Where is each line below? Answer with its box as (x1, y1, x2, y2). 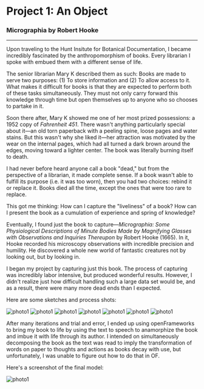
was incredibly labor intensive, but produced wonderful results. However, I (6, 272, 192, 279)
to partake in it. (6, 102, 44, 110)
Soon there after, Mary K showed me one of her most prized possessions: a (6, 114, 195, 122)
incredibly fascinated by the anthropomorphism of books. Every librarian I (6, 52, 191, 59)
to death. (6, 153, 29, 161)
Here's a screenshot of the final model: (6, 364, 104, 371)
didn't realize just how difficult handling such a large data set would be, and (6, 278, 195, 286)
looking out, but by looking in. (6, 253, 81, 261)
